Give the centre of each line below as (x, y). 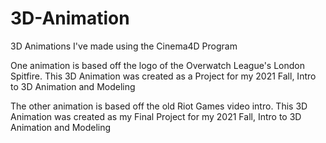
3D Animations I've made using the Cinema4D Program (124, 46)
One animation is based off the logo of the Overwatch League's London (157, 65)
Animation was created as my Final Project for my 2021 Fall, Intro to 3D (156, 116)
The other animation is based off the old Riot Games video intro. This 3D (159, 106)
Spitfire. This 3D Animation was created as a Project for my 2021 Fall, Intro (163, 76)
